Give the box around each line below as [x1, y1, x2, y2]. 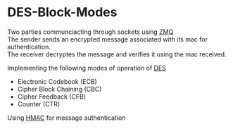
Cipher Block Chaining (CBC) [17, 85, 102, 93]
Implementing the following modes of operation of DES [7, 63, 167, 72]
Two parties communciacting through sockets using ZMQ [7, 27, 174, 36]
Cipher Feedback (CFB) [17, 92, 87, 101]
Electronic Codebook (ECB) [17, 77, 97, 85]
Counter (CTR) [17, 99, 61, 108]
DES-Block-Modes [7, 4, 118, 20]
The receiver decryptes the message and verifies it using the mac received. [7, 50, 227, 59]
